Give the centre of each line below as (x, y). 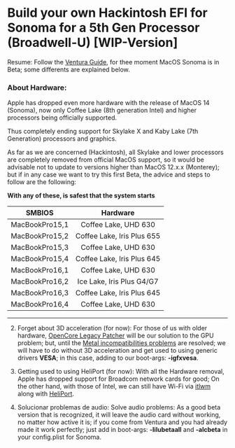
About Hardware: (37, 87)
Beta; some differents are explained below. (69, 69)
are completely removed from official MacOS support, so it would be (106, 160)
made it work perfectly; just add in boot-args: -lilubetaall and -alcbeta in (122, 430)
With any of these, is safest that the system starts (81, 196)
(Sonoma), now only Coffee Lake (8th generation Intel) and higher (102, 111)
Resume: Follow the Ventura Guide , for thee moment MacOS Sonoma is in (113, 62)
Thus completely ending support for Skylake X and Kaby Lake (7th (103, 132)
